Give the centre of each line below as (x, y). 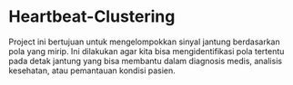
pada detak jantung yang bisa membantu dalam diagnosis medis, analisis (146, 61)
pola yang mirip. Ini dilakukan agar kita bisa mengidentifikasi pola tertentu (146, 51)
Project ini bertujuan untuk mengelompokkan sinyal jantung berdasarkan (144, 42)
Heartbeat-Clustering (92, 17)
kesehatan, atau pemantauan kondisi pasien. (92, 71)
